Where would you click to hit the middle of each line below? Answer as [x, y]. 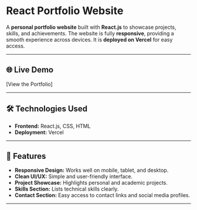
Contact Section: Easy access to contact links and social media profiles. [102, 195]
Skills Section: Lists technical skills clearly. [67, 189]
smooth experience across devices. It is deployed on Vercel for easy [89, 39]
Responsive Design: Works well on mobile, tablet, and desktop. [91, 170]
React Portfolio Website [65, 11]
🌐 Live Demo [30, 70]
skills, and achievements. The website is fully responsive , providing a [90, 33]
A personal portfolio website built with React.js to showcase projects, [91, 27]
